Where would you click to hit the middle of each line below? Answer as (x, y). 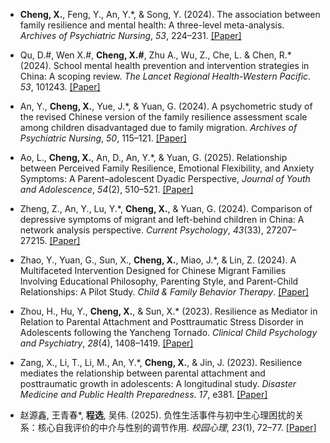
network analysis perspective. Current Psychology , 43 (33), (141, 230)
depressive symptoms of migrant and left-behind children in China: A (162, 219)
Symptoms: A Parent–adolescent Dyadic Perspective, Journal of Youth (165, 178)
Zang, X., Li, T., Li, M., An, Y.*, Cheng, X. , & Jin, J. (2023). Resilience (161, 362)
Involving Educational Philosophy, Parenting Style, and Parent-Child (159, 281)
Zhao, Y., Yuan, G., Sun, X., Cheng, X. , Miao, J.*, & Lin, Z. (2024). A (158, 260)
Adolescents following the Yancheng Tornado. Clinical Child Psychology (168, 332)
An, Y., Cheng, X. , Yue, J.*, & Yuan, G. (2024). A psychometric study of (166, 106)
